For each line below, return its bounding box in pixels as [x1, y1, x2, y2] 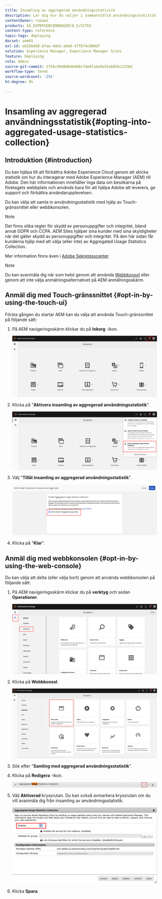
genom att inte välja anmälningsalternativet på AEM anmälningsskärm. [5, 277, 145, 283]
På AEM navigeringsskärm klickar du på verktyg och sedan [12, 589, 131, 595]
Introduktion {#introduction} [5, 156, 93, 164]
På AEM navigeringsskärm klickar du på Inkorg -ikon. [12, 326, 118, 332]
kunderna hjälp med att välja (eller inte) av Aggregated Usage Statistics [5, 238, 147, 244]
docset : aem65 [5, 39, 34, 44]
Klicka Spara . [12, 888, 39, 894]
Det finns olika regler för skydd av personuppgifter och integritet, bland [5, 223, 147, 229]
